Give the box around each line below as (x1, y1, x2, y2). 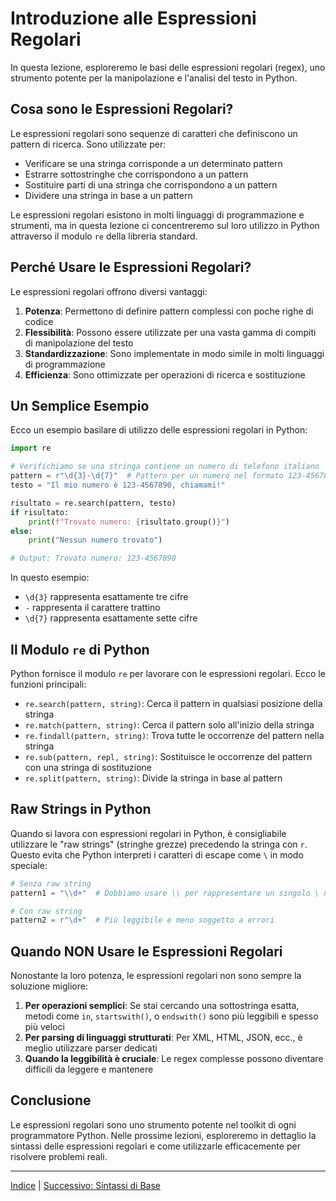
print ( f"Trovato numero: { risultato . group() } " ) (28, 517, 230, 527)
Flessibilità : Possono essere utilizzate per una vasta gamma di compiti (24, 326, 317, 338)
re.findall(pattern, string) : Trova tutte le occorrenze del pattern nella (24, 729, 325, 741)
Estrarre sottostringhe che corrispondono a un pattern (24, 168, 249, 180)
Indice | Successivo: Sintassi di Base (10, 1179, 161, 1191)
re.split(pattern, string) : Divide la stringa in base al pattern (24, 772, 283, 784)
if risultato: (10, 507, 70, 517)
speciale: (10, 859, 48, 871)
